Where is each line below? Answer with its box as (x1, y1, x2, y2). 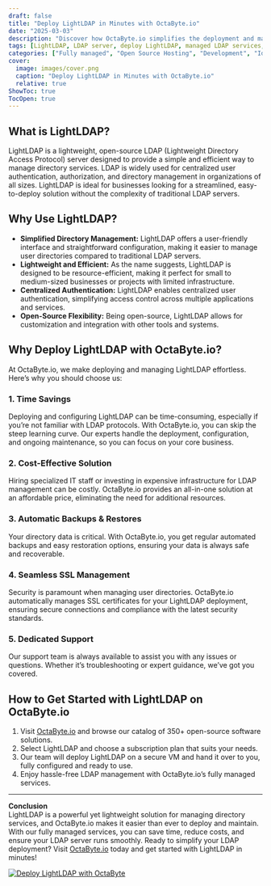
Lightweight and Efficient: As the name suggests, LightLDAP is (19, 259, 231, 269)
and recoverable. (8, 549, 65, 559)
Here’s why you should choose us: (8, 373, 123, 382)
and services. (19, 302, 66, 312)
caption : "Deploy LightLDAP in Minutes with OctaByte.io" (15, 72, 215, 80)
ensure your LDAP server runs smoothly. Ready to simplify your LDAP (8, 835, 240, 845)
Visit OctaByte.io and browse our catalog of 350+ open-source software (19, 726, 261, 736)
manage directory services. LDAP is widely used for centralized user (8, 163, 236, 173)
